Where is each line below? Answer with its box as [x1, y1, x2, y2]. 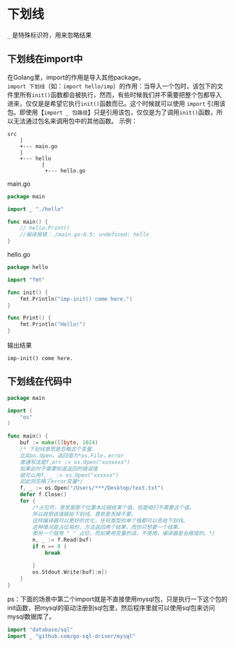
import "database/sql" [7, 626, 73, 634]
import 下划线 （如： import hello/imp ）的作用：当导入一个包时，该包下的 [7, 82, 218, 90]
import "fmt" [7, 276, 45, 283]
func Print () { [7, 315, 52, 322]
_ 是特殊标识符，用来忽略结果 [7, 31, 92, 39]
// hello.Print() [20, 225, 71, 232]
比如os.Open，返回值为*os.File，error [20, 452, 124, 459]
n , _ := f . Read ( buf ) [32, 537, 92, 544]
